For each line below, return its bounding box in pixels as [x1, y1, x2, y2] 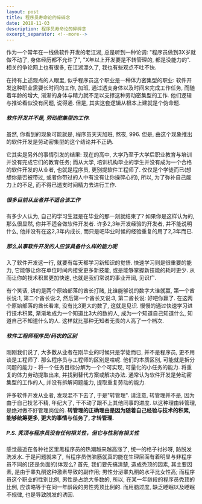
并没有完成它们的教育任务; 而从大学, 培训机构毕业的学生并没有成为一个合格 [6, 158, 192, 166]
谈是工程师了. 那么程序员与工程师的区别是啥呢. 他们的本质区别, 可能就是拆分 [6, 356, 195, 363]
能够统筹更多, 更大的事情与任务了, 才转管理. [6, 415, 115, 421]
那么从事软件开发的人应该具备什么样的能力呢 [6, 242, 118, 250]
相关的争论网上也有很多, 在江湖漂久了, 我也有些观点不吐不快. [6, 64, 157, 71]
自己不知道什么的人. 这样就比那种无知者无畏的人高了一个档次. [11, 317, 165, 325]
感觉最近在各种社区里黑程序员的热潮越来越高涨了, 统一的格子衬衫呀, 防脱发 [6, 445, 192, 453]
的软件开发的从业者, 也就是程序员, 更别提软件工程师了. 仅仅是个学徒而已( [6, 166, 187, 173]
